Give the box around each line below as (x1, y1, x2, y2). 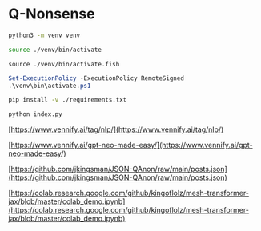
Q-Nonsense (8, 5, 95, 23)
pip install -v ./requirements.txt (8, 96, 127, 104)
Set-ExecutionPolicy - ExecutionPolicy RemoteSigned (8, 74, 184, 82)
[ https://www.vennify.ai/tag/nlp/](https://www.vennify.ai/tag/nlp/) (8, 125, 224, 134)
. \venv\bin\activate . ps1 (8, 82, 91, 90)
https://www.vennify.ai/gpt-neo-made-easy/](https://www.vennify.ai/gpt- (10, 141, 254, 150)
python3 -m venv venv (8, 31, 81, 39)
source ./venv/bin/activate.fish (8, 60, 120, 68)
